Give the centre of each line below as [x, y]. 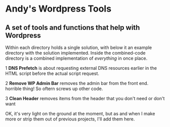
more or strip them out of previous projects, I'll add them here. [70, 119]
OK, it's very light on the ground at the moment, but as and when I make [80, 114]
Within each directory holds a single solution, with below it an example [79, 48]
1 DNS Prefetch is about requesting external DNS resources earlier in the [81, 68]
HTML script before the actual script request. [52, 73]
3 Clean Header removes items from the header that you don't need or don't [85, 98]
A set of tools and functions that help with [73, 28]
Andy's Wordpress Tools [58, 9]
